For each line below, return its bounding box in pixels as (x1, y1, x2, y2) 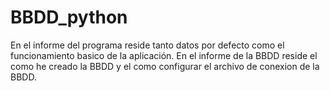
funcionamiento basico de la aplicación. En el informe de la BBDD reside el (10, 49, 318, 61)
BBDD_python (10, 6, 128, 29)
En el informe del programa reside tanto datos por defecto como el (10, 39, 285, 51)
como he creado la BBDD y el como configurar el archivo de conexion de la (10, 60, 320, 72)
